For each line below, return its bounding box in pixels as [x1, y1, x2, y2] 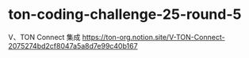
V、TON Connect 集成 [8, 32, 81, 42]
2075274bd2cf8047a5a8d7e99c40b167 [8, 41, 138, 50]
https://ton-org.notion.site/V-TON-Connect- [82, 32, 225, 42]
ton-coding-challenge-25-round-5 [8, 5, 242, 24]
